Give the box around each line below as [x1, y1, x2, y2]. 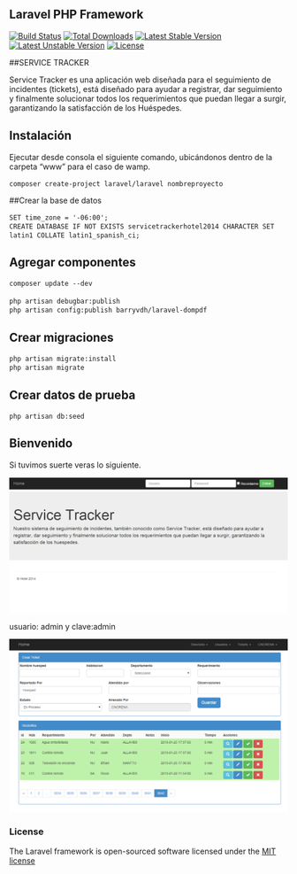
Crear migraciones [9, 329, 114, 344]
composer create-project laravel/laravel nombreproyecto [9, 179, 224, 189]
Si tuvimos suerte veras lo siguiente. [9, 460, 141, 470]
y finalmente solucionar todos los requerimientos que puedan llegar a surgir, [9, 93, 287, 104]
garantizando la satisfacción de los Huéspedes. [9, 102, 183, 113]
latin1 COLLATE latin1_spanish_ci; [9, 230, 141, 240]
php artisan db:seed [9, 412, 86, 422]
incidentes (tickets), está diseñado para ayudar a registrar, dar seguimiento [9, 83, 283, 94]
